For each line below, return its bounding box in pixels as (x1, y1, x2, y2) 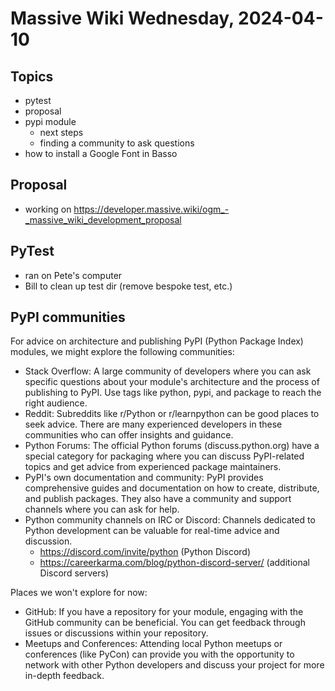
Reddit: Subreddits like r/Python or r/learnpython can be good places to (24, 408, 320, 420)
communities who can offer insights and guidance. (24, 429, 234, 441)
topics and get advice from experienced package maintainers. (24, 461, 282, 473)
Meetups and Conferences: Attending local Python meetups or (24, 638, 283, 650)
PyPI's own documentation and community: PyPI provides (24, 472, 264, 484)
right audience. (24, 397, 88, 409)
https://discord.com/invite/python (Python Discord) (39, 546, 251, 558)
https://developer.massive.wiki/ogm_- (73, 203, 230, 215)
